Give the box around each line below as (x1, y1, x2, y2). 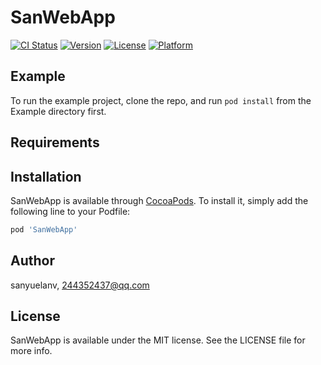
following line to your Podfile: (10, 205, 131, 217)
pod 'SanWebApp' (10, 224, 78, 235)
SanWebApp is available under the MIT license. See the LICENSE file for (10, 334, 306, 346)
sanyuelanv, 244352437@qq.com (10, 279, 150, 291)
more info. (10, 345, 53, 357)
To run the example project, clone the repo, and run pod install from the (10, 94, 312, 106)
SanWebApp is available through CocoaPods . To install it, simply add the (10, 194, 309, 206)
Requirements (10, 134, 100, 151)
